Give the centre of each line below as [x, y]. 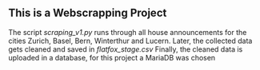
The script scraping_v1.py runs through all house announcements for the [128, 32]
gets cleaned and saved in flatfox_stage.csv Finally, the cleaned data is [126, 49]
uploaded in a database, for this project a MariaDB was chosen [112, 57]
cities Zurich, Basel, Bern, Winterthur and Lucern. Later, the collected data [130, 41]
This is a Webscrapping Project [88, 13]
